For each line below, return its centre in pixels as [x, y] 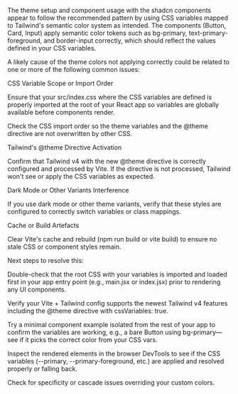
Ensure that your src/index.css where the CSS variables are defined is [110, 97]
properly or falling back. [43, 369]
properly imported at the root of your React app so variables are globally [113, 105]
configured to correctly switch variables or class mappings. [94, 212]
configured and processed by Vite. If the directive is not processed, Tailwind [119, 169]
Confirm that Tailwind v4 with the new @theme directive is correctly [107, 161]
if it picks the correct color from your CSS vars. [88, 340]
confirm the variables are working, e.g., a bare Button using [94, 332]
